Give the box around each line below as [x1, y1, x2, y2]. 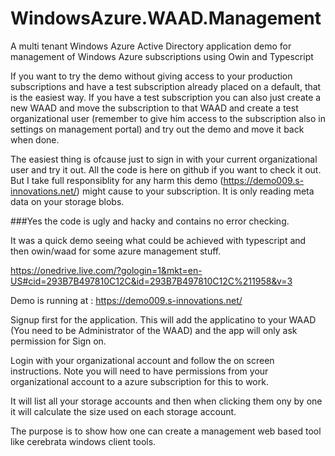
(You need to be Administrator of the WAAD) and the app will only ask [10, 324, 298, 336]
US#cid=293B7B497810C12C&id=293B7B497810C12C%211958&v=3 [10, 275, 293, 287]
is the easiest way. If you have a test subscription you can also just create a [10, 91, 322, 103]
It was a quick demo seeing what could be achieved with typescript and [10, 234, 307, 246]
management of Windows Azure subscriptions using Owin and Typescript [10, 50, 314, 62]
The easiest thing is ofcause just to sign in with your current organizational [10, 153, 318, 165]
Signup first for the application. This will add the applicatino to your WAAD [10, 313, 317, 326]
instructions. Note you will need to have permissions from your [10, 365, 269, 377]
